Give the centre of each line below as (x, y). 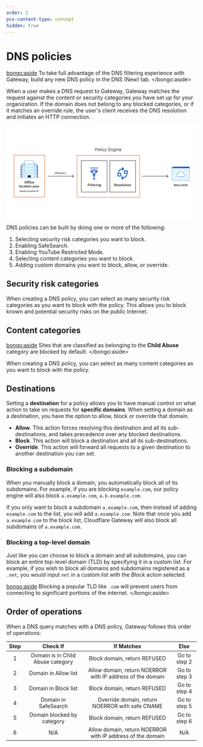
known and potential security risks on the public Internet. (77, 311)
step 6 (184, 721)
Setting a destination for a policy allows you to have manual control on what (101, 403)
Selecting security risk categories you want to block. (80, 239)
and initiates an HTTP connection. (48, 117)
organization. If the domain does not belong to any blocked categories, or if (100, 104)
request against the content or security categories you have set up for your (100, 98)
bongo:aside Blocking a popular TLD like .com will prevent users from (92, 586)
